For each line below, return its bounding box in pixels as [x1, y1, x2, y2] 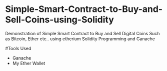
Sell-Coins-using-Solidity [5, 14, 114, 25]
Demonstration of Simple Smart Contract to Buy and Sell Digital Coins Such [5, 30, 160, 36]
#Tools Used [5, 45, 31, 51]
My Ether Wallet [12, 60, 45, 66]
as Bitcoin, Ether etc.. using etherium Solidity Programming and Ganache [5, 36, 155, 42]
